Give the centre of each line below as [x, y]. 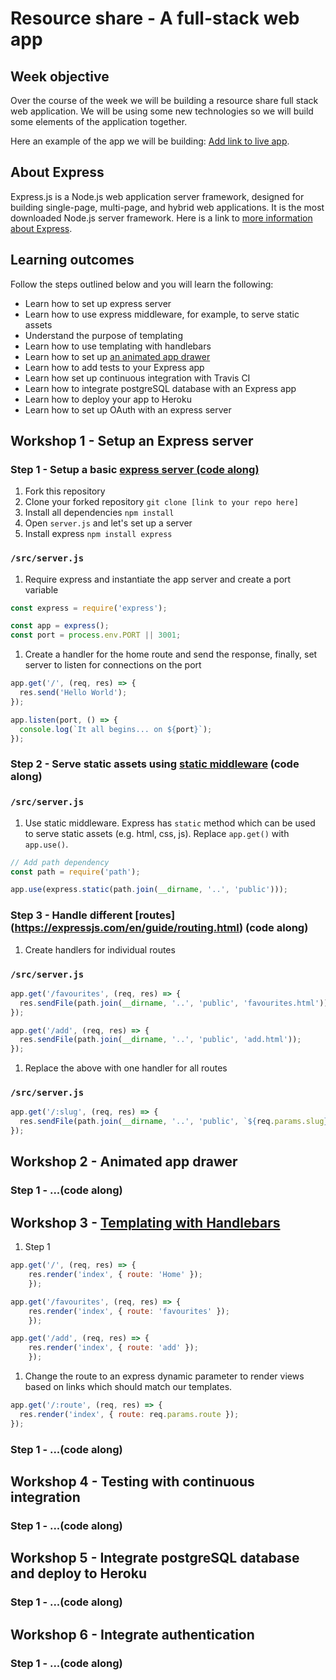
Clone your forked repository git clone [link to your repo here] [161, 502]
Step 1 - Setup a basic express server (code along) [135, 469]
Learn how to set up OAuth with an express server [128, 409]
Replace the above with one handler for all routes [126, 1068]
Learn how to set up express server [98, 303]
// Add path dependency [60, 862]
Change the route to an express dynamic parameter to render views [164, 1376]
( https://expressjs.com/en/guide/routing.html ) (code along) [159, 928]
